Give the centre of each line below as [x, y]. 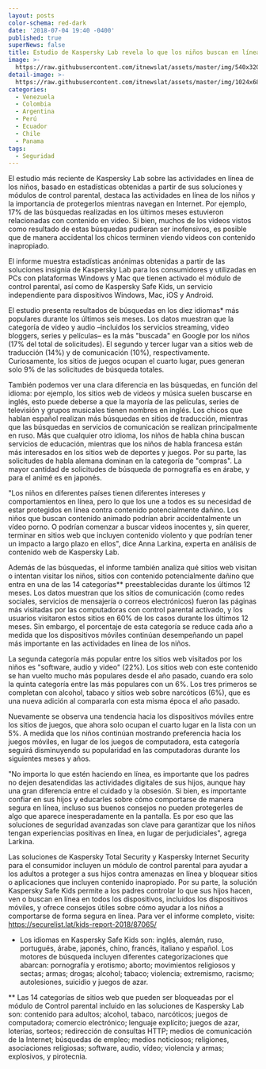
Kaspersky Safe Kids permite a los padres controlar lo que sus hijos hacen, [131, 891]
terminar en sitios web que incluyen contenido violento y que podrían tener [131, 535]
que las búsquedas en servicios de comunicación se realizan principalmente [133, 427]
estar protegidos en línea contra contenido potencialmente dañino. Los [123, 510]
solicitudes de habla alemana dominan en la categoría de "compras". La [125, 461]
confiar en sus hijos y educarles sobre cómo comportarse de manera [121, 800]
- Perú [26, 119]
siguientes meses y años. [49, 758]
